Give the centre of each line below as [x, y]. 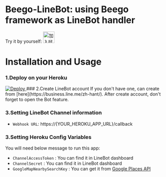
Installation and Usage [53, 62]
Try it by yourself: [24, 41]
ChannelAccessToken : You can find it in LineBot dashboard [73, 158]
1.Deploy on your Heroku [36, 78]
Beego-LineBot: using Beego [67, 9]
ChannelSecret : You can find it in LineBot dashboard [67, 163]
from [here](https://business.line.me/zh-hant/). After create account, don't [83, 94]
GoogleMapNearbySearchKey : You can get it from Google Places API [82, 169]
